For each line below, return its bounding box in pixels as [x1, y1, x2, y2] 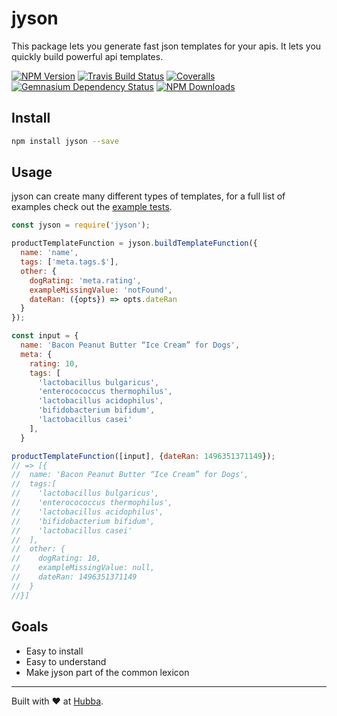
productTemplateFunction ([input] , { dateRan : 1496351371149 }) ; [11, 451, 276, 461]
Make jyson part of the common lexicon [25, 666, 190, 678]
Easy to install [25, 645, 84, 657]
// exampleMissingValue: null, [11, 563, 156, 573]
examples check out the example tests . [11, 201, 173, 213]
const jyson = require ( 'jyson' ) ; [11, 220, 151, 231]
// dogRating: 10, [11, 553, 102, 564]
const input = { [11, 331, 79, 341]
